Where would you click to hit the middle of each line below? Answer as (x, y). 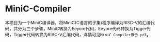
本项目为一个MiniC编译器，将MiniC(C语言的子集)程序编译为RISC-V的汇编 (78, 22)
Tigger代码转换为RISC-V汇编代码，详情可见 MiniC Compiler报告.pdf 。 (82, 34)
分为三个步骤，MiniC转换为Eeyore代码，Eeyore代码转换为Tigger (82, 28)
